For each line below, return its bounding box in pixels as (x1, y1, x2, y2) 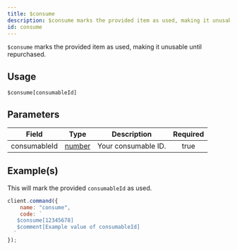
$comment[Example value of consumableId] (16, 223, 140, 231)
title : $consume (7, 10, 55, 18)
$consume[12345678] (16, 217, 74, 224)
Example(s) (7, 165, 59, 177)
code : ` (20, 211, 42, 218)
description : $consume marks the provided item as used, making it (7, 17, 210, 24)
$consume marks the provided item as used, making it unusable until (7, 43, 202, 51)
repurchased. (7, 50, 47, 58)
